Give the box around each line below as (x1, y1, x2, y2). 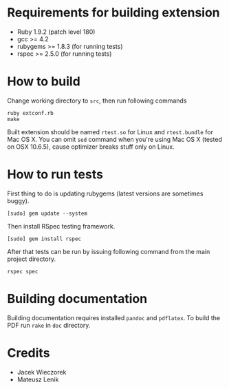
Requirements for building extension (7, 5, 220, 21)
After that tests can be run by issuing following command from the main (7, 247, 210, 255)
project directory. (7, 255, 56, 263)
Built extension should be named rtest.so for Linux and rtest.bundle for (7, 127, 213, 136)
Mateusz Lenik (17, 375, 59, 383)
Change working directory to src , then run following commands (7, 96, 187, 105)
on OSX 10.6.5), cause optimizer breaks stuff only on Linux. (7, 143, 175, 151)
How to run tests (7, 167, 103, 182)
